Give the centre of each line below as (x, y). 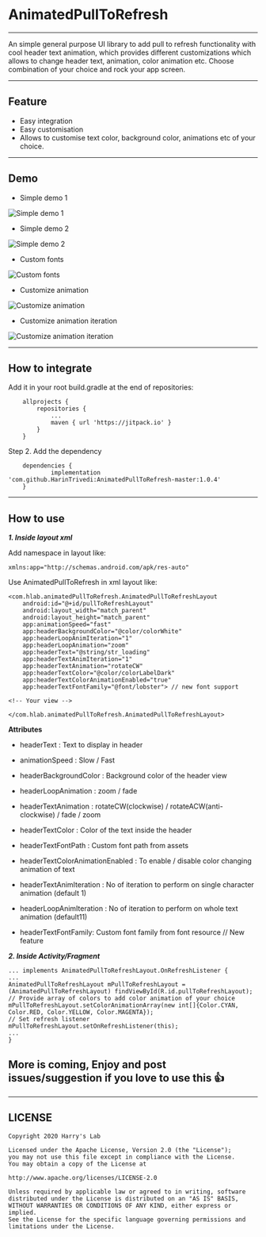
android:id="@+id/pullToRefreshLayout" (88, 604)
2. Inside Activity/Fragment (54, 956)
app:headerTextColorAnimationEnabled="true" (97, 680)
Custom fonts (42, 259)
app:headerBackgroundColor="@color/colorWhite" (102, 632)
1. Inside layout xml (40, 538)
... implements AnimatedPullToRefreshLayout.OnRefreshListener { (118, 971)
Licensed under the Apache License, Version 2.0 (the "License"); (120, 1150)
